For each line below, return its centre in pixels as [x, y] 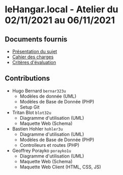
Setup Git [30, 107]
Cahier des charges [33, 57]
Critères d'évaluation [34, 62]
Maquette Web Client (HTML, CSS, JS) [60, 167]
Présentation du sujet [34, 51]
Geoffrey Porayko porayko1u [42, 150]
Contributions [27, 79]
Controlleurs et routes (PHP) [50, 145]
